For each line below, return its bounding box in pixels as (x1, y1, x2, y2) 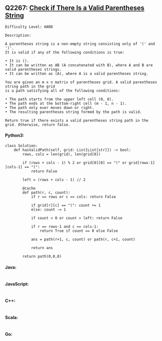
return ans (31, 246, 53, 251)
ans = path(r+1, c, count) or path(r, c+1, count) (31, 237, 136, 242)
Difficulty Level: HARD (5, 24, 53, 29)
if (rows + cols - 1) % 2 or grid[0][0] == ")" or (22, 161, 127, 165)
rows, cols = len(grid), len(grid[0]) (22, 152, 101, 157)
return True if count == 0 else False (39, 229, 118, 233)
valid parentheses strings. (5, 67, 62, 72)
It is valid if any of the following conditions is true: (5, 50, 125, 55)
